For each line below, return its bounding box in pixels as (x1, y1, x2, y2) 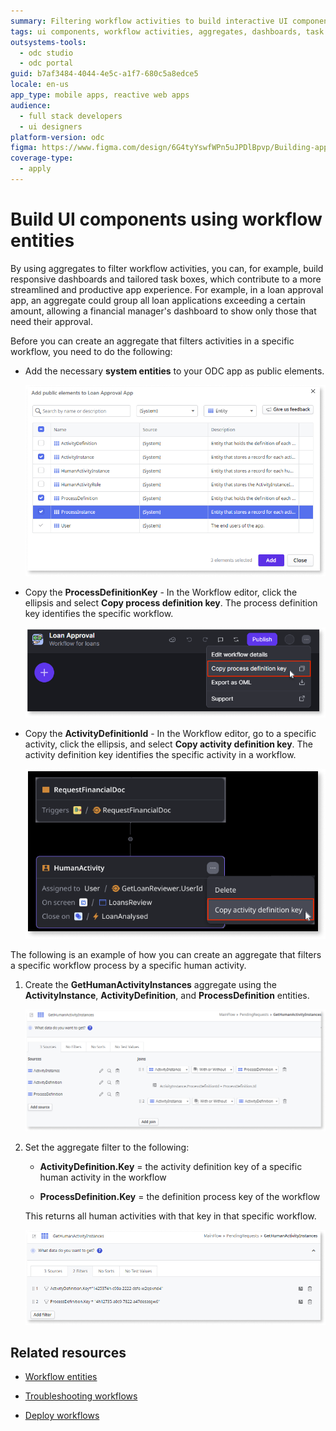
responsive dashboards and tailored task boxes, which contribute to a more (10, 273, 322, 285)
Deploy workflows (24, 1410, 100, 1422)
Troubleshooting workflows (24, 1390, 138, 1402)
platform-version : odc (10, 132, 105, 142)
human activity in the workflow (39, 1171, 167, 1183)
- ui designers (19, 121, 83, 132)
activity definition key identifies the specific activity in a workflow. (24, 749, 297, 761)
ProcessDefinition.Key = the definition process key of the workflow (39, 1191, 321, 1202)
